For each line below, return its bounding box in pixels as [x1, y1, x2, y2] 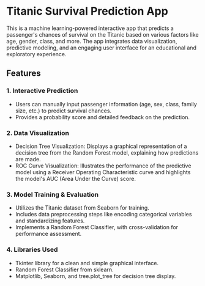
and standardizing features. [15, 217, 85, 224]
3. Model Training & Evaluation [6, 190, 99, 199]
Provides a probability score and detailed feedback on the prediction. [15, 113, 190, 120]
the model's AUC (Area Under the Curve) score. [15, 175, 136, 182]
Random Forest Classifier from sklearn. [15, 266, 114, 273]
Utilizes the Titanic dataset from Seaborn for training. [15, 204, 150, 211]
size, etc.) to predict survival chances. [15, 107, 112, 114]
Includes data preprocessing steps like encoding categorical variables [15, 211, 192, 218]
